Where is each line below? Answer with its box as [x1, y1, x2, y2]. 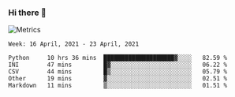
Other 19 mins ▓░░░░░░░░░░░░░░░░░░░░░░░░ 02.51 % [8, 75, 227, 83]
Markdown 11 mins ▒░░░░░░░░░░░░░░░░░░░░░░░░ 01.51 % [8, 82, 227, 90]
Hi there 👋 [8, 7, 47, 18]
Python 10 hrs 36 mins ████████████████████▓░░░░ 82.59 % [8, 54, 227, 62]
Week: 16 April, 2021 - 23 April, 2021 [8, 40, 140, 48]
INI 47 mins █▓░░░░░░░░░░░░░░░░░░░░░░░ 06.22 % [8, 61, 227, 69]
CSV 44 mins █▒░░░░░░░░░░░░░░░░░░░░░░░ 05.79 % [8, 68, 227, 76]
